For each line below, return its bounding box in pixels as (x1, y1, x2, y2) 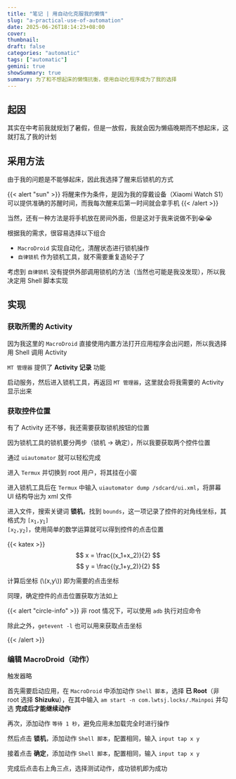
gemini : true (7, 63, 46, 70)
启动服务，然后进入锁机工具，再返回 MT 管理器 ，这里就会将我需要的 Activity (7, 378, 224, 386)
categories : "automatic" (7, 50, 80, 57)
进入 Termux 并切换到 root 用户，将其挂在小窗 (7, 468, 138, 476)
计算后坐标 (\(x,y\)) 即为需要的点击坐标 (7, 576, 119, 585)
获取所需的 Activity (7, 322, 73, 332)
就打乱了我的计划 (7, 132, 57, 141)
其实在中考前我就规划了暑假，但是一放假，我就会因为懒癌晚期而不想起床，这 (7, 124, 229, 132)
